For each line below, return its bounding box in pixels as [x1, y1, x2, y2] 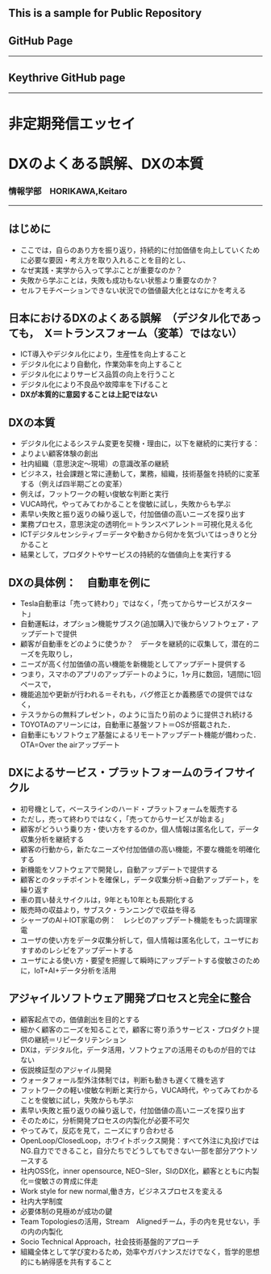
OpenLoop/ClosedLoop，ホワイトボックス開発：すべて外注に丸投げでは [19, 1135, 260, 1146]
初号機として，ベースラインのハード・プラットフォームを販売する [19, 804, 239, 814]
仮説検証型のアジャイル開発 [19, 1065, 112, 1074]
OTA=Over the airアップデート [19, 739, 121, 750]
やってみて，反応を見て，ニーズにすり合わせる [19, 1125, 175, 1135]
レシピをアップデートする [48, 945, 134, 955]
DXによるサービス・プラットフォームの [8, 766, 203, 780]
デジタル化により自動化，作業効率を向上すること [19, 359, 183, 369]
